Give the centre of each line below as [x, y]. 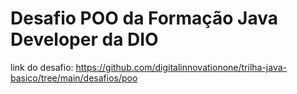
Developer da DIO [84, 39]
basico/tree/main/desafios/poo [74, 78]
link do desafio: [42, 67]
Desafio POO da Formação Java [144, 18]
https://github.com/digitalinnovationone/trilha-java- [181, 67]
